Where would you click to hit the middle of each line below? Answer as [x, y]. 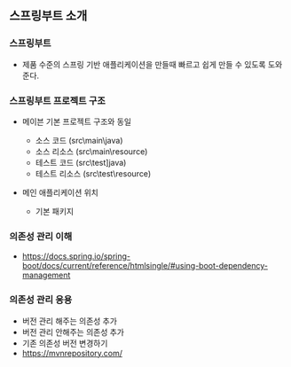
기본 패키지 [54, 211]
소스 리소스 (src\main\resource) [91, 151]
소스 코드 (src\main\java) [79, 140]
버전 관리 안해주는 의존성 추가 [73, 332]
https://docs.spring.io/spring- [76, 256]
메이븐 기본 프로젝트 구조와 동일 [76, 121]
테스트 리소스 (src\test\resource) [93, 173]
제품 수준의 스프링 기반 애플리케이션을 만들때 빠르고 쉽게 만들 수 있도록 [144, 64]
